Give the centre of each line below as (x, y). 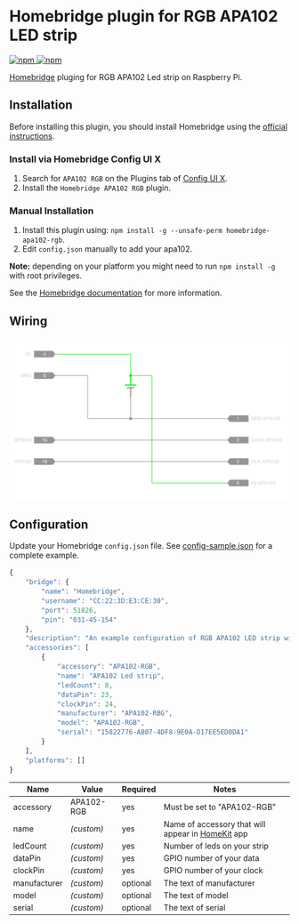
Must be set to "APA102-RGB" (220, 807)
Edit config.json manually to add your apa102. (107, 249)
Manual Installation (52, 211)
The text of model (196, 895)
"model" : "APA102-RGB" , (101, 723)
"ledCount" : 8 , (85, 685)
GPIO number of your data (211, 858)
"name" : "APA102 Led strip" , (111, 676)
